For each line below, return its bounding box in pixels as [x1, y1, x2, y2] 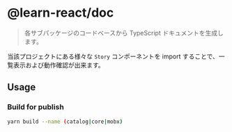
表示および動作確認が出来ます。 [13, 60, 105, 69]
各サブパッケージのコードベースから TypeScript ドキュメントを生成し [24, 28, 224, 37]
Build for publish [7, 102, 64, 112]
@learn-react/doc [7, 5, 114, 21]
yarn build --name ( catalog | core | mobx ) [7, 118, 123, 125]
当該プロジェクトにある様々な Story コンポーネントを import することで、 [7, 52, 219, 60]
